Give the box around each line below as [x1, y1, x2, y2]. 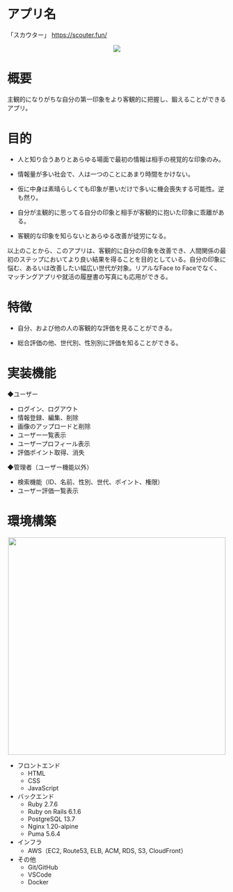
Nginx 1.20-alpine [27, 822, 79, 830]
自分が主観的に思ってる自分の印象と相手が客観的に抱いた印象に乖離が [17, 208, 219, 216]
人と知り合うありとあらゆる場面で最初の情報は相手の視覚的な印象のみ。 [17, 154, 225, 164]
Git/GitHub [27, 863, 58, 871]
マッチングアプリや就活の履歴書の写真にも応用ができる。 [7, 272, 172, 280]
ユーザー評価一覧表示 [17, 486, 79, 495]
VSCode [27, 870, 52, 879]
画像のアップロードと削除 [17, 422, 91, 430]
